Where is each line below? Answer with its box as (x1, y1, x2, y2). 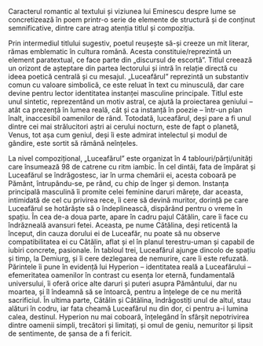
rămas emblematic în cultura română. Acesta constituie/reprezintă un (8, 47, 232, 56)
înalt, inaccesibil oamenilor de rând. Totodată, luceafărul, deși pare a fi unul (8, 114, 251, 122)
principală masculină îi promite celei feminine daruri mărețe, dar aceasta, (8, 188, 243, 196)
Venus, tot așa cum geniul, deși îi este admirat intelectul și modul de (8, 130, 228, 140)
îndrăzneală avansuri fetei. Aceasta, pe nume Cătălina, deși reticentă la (8, 220, 238, 230)
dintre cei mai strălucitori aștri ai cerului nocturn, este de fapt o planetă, (8, 122, 239, 131)
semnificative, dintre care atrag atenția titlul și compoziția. (8, 24, 195, 32)
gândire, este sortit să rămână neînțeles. (8, 139, 138, 148)
